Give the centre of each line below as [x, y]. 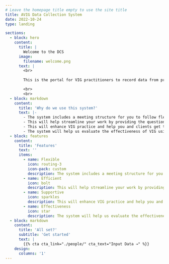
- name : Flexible [41, 160]
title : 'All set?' [38, 230]
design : [22, 249]
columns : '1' [32, 253]
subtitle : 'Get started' [45, 235]
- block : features [29, 136]
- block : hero [24, 38]
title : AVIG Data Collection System [44, 15]
